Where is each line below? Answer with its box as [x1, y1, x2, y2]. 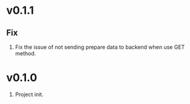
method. [15, 50, 36, 57]
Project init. [15, 91, 44, 98]
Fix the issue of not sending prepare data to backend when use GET [15, 43, 185, 50]
